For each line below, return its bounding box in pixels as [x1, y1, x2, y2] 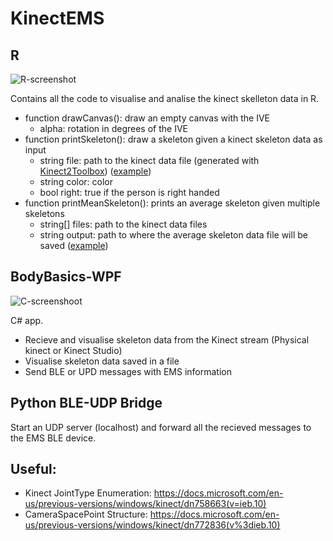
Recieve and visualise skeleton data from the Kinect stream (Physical [24, 333, 310, 346]
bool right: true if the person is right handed [39, 187, 220, 198]
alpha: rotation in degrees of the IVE [39, 123, 188, 134]
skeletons [24, 208, 65, 219]
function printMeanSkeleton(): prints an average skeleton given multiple [24, 197, 321, 209]
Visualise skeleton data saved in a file [24, 355, 180, 367]
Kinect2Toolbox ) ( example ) [39, 165, 152, 177]
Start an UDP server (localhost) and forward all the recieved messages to [10, 421, 312, 433]
